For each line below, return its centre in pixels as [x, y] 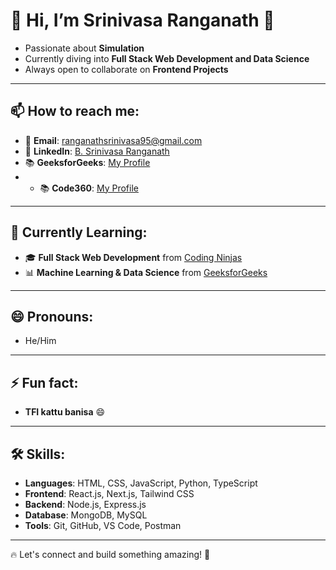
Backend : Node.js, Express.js [85, 504]
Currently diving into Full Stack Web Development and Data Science [167, 58]
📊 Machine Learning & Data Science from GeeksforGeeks [146, 272]
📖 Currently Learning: [79, 232]
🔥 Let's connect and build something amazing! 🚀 [110, 554]
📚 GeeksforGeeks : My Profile [87, 162]
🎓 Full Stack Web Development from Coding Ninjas [133, 257]
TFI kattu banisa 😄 [65, 412]
